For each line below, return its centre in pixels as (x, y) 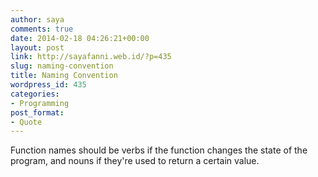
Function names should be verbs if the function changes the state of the (159, 150)
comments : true (42, 29)
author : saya (37, 19)
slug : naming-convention (62, 66)
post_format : (37, 112)
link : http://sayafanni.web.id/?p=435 (91, 57)
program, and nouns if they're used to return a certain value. (135, 161)
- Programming (40, 103)
